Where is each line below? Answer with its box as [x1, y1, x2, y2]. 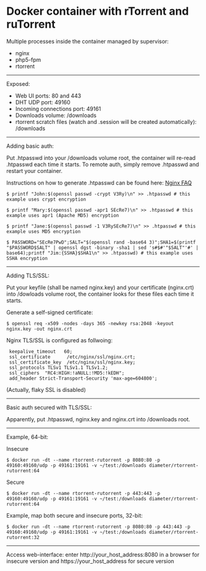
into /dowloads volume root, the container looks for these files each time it [6, 290, 194, 297]
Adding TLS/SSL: [6, 272, 50, 279]
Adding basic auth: [6, 142, 54, 150]
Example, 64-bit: [6, 433, 49, 440]
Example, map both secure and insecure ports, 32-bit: [6, 512, 143, 519]
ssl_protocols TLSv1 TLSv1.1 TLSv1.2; [9, 364, 109, 370]
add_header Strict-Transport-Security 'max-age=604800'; [9, 375, 158, 381]
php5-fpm [15, 56, 41, 63]
